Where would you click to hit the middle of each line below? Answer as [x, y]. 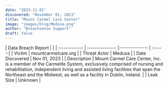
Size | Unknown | [23, 80]
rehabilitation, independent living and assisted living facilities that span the [83, 69]
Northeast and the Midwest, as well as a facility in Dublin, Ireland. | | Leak [82, 75]
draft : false [19, 33]
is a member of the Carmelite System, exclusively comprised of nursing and [84, 64]
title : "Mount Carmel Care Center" [43, 19]
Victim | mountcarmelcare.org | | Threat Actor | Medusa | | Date [80, 53]
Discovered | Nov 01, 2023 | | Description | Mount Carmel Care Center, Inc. [83, 58]
